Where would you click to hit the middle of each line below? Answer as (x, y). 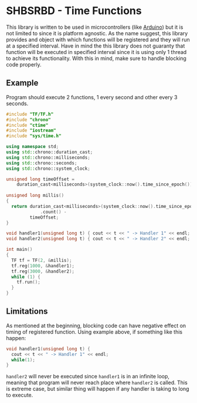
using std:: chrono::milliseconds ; (48, 157)
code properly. (24, 64)
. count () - (53, 212)
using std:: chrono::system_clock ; (48, 169)
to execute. (20, 395)
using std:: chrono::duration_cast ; (50, 152)
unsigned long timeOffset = (40, 179)
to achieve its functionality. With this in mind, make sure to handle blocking (96, 58)
